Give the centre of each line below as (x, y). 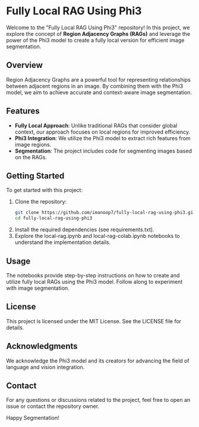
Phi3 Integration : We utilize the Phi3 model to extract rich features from (103, 138)
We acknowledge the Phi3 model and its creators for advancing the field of (98, 361)
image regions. (33, 144)
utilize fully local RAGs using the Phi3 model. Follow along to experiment (94, 281)
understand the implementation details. (63, 242)
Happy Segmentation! (33, 418)
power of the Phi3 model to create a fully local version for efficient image (95, 40)
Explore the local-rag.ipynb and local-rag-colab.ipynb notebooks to (97, 236)
